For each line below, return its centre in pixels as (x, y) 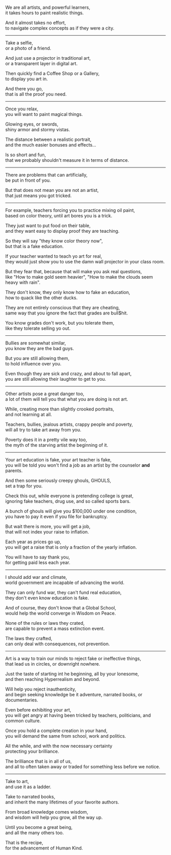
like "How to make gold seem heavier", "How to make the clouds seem (79, 277)
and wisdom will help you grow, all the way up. (54, 817)
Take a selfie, (19, 43)
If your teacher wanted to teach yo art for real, (54, 256)
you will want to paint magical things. (44, 114)
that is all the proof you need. (36, 94)
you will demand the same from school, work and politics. (66, 736)
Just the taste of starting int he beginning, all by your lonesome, (72, 674)
